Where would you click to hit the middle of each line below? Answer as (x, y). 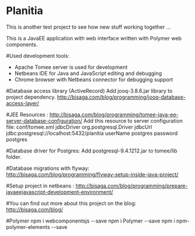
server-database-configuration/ (44, 120)
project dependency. (31, 97)
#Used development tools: (38, 55)
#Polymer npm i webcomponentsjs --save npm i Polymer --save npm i (90, 221)
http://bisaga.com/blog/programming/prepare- (132, 186)
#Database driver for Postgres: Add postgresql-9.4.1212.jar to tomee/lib (92, 151)
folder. (14, 157)
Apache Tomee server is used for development (71, 67)
